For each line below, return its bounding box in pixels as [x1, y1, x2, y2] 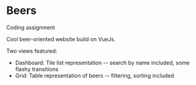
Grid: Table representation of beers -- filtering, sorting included [15, 72, 175, 79]
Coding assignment [6, 24, 55, 31]
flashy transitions [15, 65, 59, 73]
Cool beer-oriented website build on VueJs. [6, 35, 116, 42]
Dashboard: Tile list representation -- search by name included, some [15, 59, 190, 66]
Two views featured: [6, 47, 58, 55]
